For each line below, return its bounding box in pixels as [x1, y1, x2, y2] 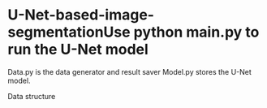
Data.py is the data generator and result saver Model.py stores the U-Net [7, 67, 252, 76]
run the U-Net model [7, 41, 149, 58]
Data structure [7, 91, 56, 101]
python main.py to [133, 23, 260, 41]
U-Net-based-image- [7, 6, 155, 24]
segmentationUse [7, 23, 131, 41]
